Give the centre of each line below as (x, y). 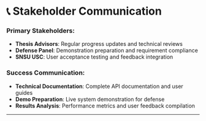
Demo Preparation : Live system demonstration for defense (90, 99)
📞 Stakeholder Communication (84, 11)
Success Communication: (46, 73)
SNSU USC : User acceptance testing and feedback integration (94, 57)
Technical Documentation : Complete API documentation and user (99, 86)
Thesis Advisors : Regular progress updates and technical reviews (99, 44)
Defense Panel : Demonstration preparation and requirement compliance (106, 51)
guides (24, 92)
